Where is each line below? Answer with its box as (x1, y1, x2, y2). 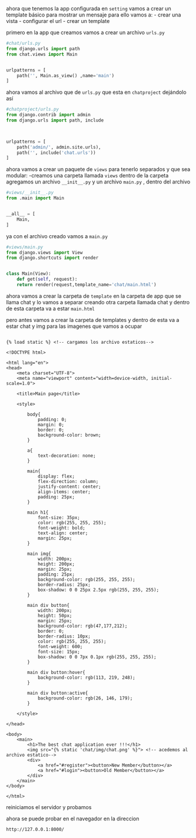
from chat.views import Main (6, 51, 78, 57)
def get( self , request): (16, 277, 78, 282)
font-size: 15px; (37, 649, 81, 655)
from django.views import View (6, 249, 83, 255)
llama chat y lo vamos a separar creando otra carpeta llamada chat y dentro (6, 298, 190, 305)
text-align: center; (37, 530, 88, 536)
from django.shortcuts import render (6, 255, 99, 261)
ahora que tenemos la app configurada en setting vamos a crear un (6, 5, 172, 12)
